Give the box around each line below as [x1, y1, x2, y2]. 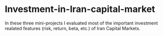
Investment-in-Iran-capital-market [5, 3, 155, 15]
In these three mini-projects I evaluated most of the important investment [5, 20, 158, 26]
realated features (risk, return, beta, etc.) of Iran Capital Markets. [5, 25, 141, 31]
